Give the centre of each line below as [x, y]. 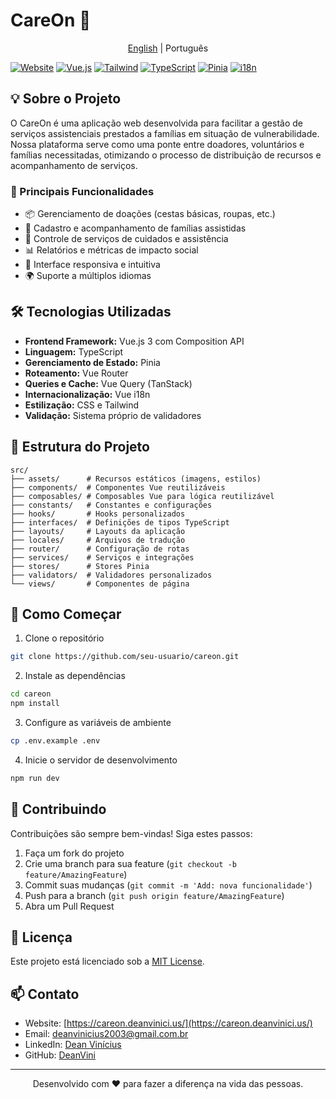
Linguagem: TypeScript [74, 351]
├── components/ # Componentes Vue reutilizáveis [118, 487]
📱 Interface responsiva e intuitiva [92, 265]
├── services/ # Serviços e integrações [102, 557]
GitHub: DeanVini [60, 1055]
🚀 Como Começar [66, 614]
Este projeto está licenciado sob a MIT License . [107, 961]
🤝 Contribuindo [58, 809]
